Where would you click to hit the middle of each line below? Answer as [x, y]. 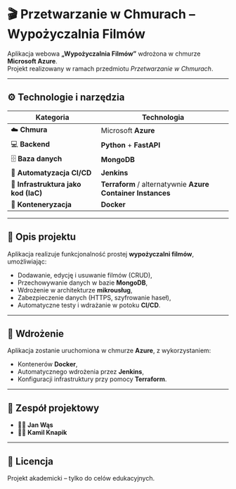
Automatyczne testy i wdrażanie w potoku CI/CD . [89, 305]
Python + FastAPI [131, 145]
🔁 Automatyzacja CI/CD [51, 173]
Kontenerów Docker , [47, 364]
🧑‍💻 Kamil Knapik [42, 433]
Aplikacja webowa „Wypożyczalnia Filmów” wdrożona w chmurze [104, 54]
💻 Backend [31, 144]
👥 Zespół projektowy [53, 408]
